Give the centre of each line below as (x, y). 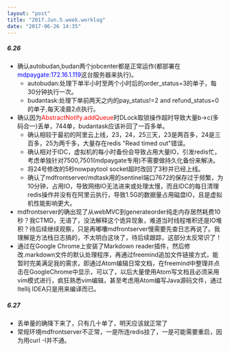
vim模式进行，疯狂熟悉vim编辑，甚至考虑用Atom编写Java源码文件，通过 (119, 280)
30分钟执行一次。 (52, 92)
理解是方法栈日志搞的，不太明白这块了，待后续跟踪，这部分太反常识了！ (119, 238)
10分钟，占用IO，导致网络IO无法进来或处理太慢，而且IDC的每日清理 (123, 186)
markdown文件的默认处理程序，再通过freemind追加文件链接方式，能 (122, 255)
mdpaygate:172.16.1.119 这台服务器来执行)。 (77, 75)
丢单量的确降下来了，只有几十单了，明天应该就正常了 (92, 324)
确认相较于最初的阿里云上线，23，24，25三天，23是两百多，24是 (121, 135)
